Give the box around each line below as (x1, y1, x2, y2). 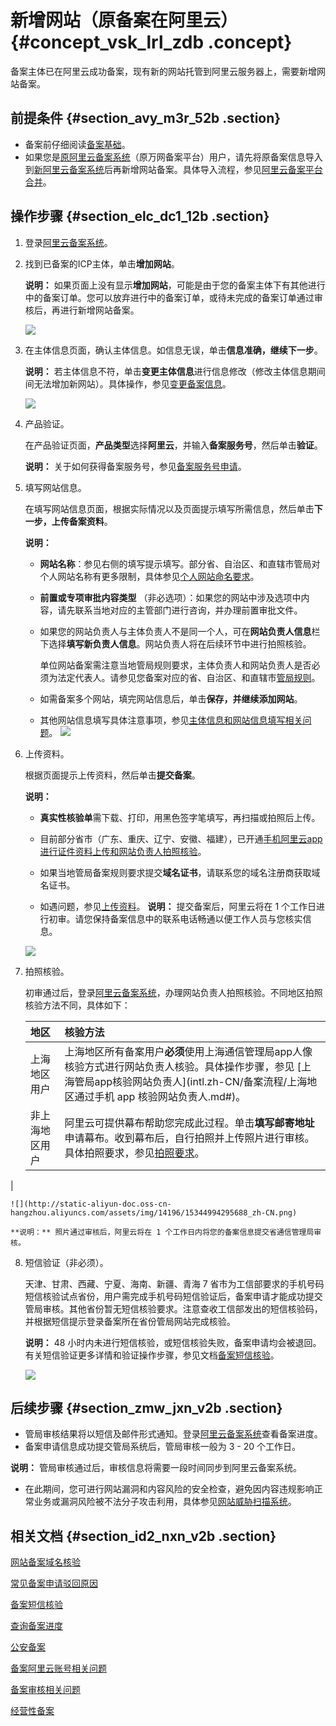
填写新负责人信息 (66, 637, 137, 650)
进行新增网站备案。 (59, 304, 140, 316)
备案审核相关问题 (10, 1684, 81, 1696)
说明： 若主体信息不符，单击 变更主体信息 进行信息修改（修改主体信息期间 (24, 365, 326, 377)
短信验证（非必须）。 (24, 1256, 109, 1268)
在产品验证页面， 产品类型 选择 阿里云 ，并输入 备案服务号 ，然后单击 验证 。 (24, 439, 323, 451)
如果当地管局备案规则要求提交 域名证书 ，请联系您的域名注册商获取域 (39, 866, 321, 878)
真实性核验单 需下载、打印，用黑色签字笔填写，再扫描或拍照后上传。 (39, 811, 321, 823)
